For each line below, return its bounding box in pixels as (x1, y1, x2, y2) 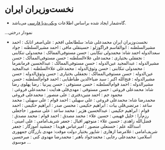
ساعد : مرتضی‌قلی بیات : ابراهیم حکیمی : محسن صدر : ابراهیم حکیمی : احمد (11, 102, 153, 108)
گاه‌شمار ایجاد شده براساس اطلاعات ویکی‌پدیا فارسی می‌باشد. (11, 20, 126, 26)
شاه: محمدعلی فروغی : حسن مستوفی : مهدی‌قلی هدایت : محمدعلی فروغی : (11, 86, 154, 92)
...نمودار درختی (4, 29, 33, 35)
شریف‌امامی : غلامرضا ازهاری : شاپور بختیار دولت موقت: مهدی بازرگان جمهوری (11, 128, 158, 134)
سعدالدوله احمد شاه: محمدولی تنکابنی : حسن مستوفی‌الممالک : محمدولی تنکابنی (11, 50, 160, 55)
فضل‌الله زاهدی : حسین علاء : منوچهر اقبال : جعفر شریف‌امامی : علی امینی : (11, 118, 152, 124)
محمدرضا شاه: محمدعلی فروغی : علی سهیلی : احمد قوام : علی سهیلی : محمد (11, 97, 156, 102)
